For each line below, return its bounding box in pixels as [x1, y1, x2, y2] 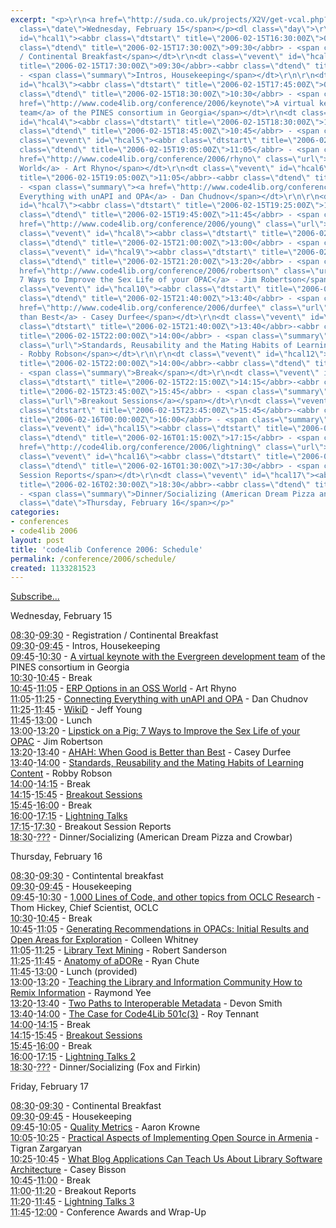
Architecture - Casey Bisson [10, 1164, 127, 1176]
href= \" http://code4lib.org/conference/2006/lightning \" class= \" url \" [19, 442, 325, 453]
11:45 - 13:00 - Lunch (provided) [10, 966, 138, 978]
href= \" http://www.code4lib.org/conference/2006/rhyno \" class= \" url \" [19, 154, 325, 164]
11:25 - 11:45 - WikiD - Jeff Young [10, 704, 143, 716]
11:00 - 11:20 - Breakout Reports [10, 1185, 137, 1197]
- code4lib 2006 [10, 526, 78, 536]
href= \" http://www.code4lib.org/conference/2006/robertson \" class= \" [19, 266, 320, 276]
